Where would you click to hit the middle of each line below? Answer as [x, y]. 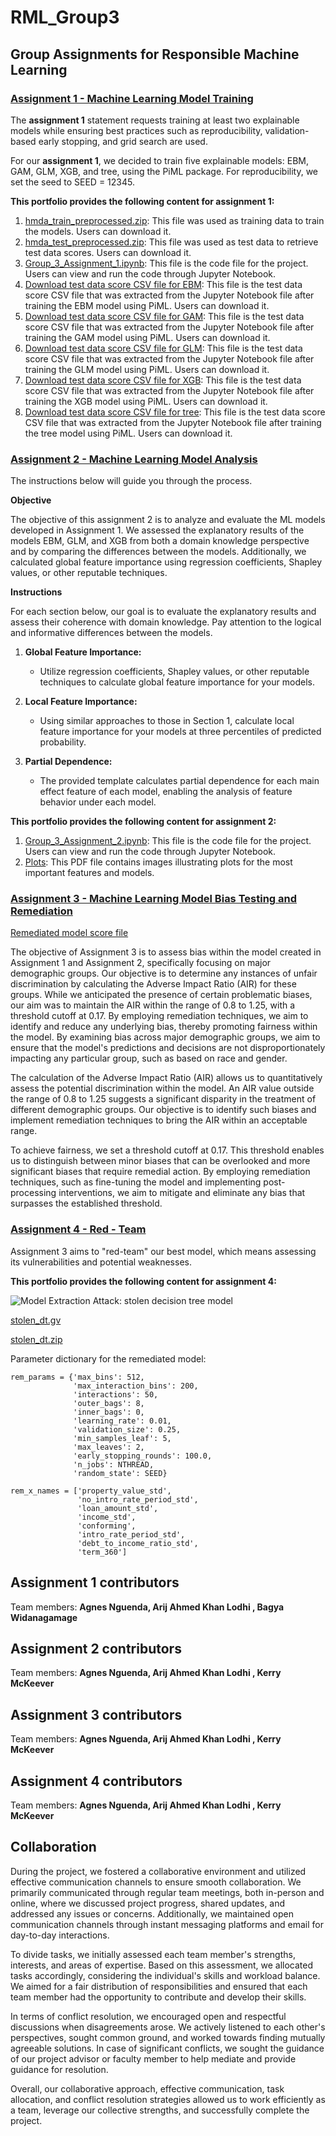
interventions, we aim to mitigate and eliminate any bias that [182, 1193]
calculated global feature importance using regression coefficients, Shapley [166, 562]
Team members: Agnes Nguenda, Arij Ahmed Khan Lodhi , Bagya [147, 1607]
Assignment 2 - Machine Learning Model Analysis [134, 459]
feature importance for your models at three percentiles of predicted [180, 732]
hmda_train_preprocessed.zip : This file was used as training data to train [174, 220]
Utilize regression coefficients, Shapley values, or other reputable [174, 672]
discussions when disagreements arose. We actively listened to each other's [168, 2027]
